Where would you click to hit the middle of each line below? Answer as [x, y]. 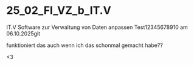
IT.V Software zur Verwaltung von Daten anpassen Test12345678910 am [97, 27]
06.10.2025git [23, 33]
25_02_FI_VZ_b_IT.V [59, 11]
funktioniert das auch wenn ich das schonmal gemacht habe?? [85, 45]
